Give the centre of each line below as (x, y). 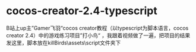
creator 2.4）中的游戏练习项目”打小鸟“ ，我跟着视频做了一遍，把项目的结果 (98, 35)
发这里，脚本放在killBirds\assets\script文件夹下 (64, 43)
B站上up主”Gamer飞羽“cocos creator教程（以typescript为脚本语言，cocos (97, 28)
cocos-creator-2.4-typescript (82, 11)
